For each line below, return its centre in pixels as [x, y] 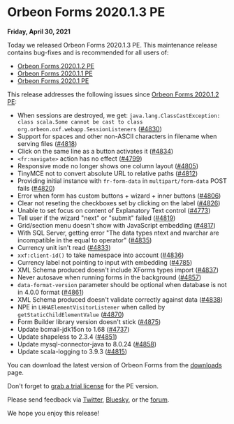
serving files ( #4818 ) [47, 143]
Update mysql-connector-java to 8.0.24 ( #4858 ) [87, 344]
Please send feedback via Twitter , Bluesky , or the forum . [88, 400]
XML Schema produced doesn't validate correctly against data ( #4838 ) [120, 299]
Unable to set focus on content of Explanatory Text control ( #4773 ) [114, 210]
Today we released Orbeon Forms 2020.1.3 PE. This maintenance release [112, 45]
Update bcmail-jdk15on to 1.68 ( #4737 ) [73, 329]
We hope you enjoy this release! [53, 413]
